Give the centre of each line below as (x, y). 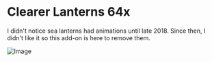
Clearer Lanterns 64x (69, 12)
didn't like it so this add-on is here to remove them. (79, 37)
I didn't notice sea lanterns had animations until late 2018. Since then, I (106, 31)
